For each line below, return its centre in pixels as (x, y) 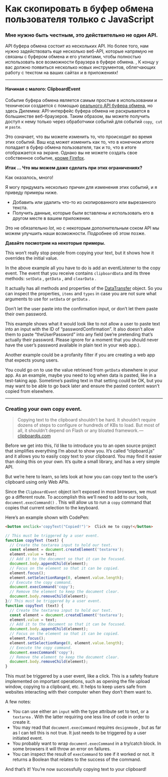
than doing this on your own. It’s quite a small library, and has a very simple (82, 461)
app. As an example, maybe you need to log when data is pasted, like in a (81, 375)
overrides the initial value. (32, 258)
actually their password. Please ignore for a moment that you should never (82, 340)
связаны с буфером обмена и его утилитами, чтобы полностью (73, 57)
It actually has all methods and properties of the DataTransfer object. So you (84, 288)
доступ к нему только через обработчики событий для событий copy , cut (84, 122)
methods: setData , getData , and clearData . (51, 278)
